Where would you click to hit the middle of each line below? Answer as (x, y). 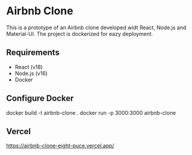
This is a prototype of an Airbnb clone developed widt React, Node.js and (96, 27)
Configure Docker (40, 99)
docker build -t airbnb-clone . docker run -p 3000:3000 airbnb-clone (91, 113)
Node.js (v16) (31, 73)
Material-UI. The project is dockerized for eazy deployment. (80, 33)
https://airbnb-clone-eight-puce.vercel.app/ (60, 146)
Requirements (33, 53)
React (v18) (29, 67)
